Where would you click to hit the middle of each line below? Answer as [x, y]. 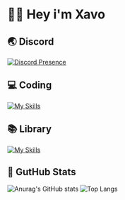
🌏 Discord [31, 41]
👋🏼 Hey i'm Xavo [56, 15]
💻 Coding [30, 85]
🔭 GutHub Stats [42, 172]
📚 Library [29, 129]
